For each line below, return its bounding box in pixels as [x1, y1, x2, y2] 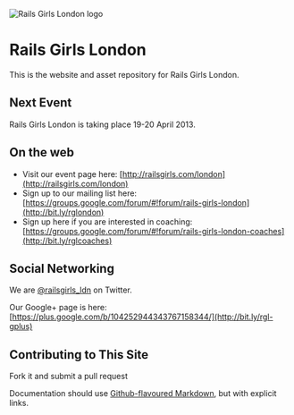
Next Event [9, 95, 72, 111]
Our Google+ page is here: [9, 302, 107, 313]
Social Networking [9, 260, 114, 276]
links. [9, 398, 29, 409]
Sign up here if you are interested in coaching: [21, 216, 193, 227]
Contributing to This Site [9, 347, 149, 362]
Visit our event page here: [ [21, 168, 123, 179]
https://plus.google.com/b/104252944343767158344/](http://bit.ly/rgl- [12, 311, 273, 322]
